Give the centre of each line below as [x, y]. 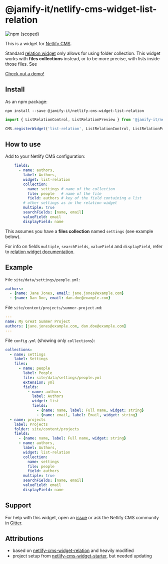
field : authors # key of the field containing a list [84, 198]
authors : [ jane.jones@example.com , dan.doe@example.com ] [66, 326]
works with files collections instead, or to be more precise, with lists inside [82, 58]
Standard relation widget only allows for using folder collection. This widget [83, 53]
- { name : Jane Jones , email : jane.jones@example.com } [67, 293]
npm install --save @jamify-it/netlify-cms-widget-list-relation [74, 111]
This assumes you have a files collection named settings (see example [79, 231]
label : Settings [31, 359]
